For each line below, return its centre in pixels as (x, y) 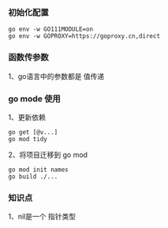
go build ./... (33, 176)
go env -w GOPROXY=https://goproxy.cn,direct (84, 36)
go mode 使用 (34, 99)
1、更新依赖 (27, 117)
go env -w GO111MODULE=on (50, 29)
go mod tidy (28, 139)
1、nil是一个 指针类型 (42, 217)
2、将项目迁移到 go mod (48, 155)
